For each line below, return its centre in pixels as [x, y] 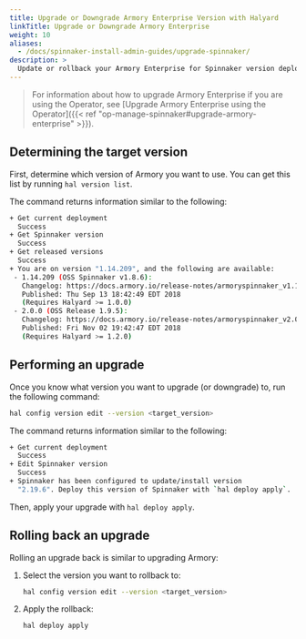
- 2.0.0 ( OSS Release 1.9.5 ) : [71, 311]
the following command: [55, 396]
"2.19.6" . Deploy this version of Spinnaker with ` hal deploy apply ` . [154, 489]
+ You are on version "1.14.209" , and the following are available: [142, 269]
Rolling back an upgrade [80, 536]
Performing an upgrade [77, 365]
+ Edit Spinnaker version [58, 464]
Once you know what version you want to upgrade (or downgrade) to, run [148, 387]
